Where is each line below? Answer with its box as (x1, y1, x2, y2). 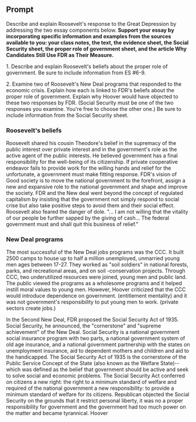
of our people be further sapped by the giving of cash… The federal (6, 214, 170, 222)
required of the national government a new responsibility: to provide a (6, 384, 174, 392)
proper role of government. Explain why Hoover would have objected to (6, 93, 178, 100)
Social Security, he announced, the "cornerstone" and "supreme (6, 322, 161, 329)
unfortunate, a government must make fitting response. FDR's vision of (6, 171, 177, 178)
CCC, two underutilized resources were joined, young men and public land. (6, 274, 187, 281)
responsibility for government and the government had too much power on (6, 403, 186, 410)
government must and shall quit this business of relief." (6, 221, 139, 228)
